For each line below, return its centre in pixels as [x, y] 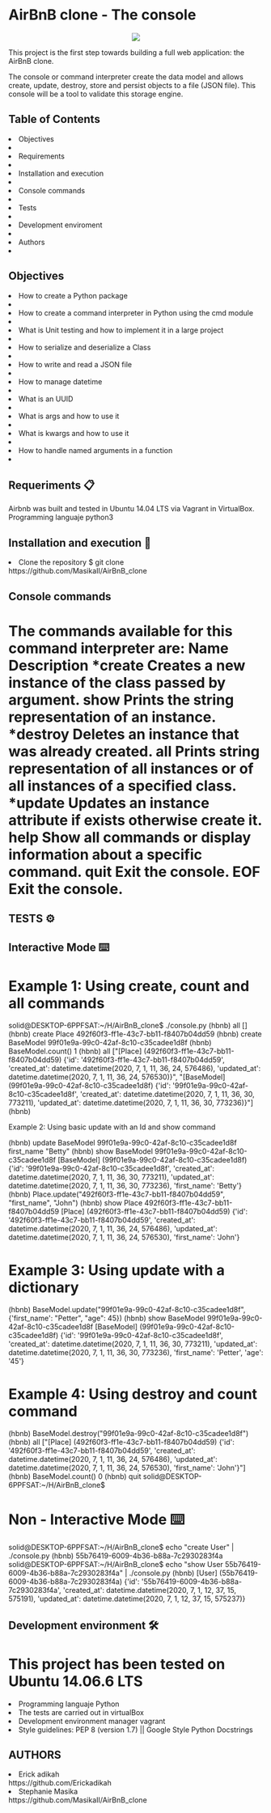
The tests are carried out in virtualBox [81, 1712]
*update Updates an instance [109, 803]
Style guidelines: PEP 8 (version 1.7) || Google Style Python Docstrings [136, 1730]
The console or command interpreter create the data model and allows [126, 76]
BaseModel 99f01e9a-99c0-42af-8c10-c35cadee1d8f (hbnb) [110, 1043]
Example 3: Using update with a [116, 1270]
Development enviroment [61, 225]
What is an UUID [46, 399]
